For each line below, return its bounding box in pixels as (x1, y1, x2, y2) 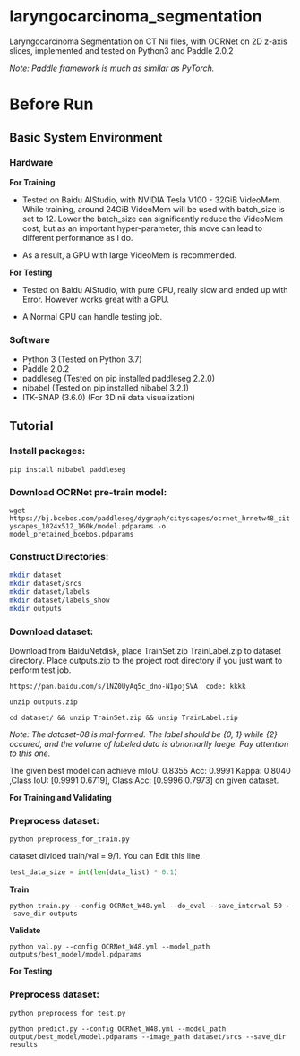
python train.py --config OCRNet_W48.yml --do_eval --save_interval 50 (9, 902, 282, 911)
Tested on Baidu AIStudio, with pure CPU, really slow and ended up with (21, 284, 288, 295)
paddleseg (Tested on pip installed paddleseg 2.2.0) (21, 373, 216, 384)
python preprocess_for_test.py (9, 1009, 126, 1017)
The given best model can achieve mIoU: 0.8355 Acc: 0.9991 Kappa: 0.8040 (9, 766, 291, 777)
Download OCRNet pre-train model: (9, 485, 167, 498)
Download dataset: (9, 625, 94, 638)
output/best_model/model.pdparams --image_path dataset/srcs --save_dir (9, 1032, 287, 1041)
